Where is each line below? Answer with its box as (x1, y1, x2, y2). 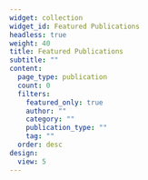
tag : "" (25, 132, 54, 141)
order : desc (17, 140, 64, 149)
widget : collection (9, 13, 84, 23)
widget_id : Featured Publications (9, 22, 141, 31)
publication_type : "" (25, 124, 107, 133)
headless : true (9, 30, 67, 39)
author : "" (25, 106, 67, 115)
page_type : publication (17, 73, 107, 82)
